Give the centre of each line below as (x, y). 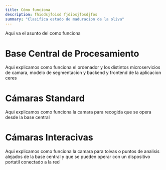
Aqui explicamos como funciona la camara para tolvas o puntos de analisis (82, 151)
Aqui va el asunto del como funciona (43, 33)
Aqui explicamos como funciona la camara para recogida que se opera (78, 112)
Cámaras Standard (45, 98)
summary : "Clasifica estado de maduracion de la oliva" (65, 19)
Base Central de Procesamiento (72, 53)
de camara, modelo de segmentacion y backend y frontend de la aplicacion (83, 72)
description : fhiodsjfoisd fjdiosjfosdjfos (51, 14)
